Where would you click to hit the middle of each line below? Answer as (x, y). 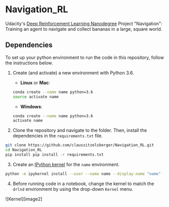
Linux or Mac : (35, 82)
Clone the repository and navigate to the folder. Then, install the (80, 130)
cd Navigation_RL (24, 150)
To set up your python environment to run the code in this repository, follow (85, 57)
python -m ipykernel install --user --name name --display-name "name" (83, 174)
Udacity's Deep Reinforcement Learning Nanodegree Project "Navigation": (84, 24)
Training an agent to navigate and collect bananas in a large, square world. (84, 29)
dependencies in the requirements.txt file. (58, 136)
